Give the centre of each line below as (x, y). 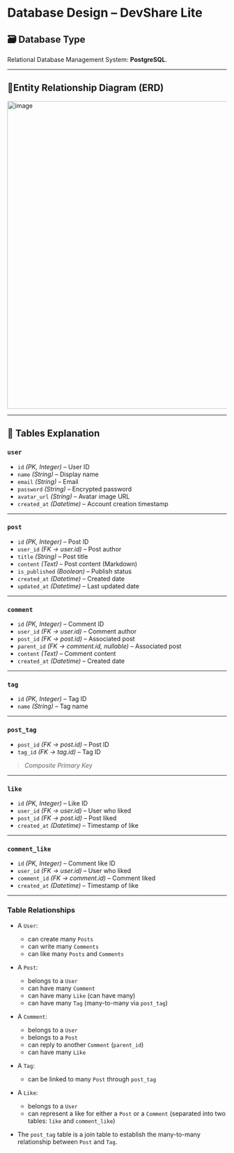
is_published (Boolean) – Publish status (75, 571)
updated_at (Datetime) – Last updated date (78, 586)
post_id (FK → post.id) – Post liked (67, 818)
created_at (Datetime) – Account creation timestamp (93, 503)
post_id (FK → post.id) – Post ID (63, 744)
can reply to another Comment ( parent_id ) (86, 1044)
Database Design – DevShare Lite (105, 13)
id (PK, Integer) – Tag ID (52, 699)
